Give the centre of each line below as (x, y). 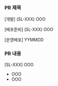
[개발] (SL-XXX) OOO (25, 19)
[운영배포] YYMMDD (24, 40)
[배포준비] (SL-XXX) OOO (29, 30)
